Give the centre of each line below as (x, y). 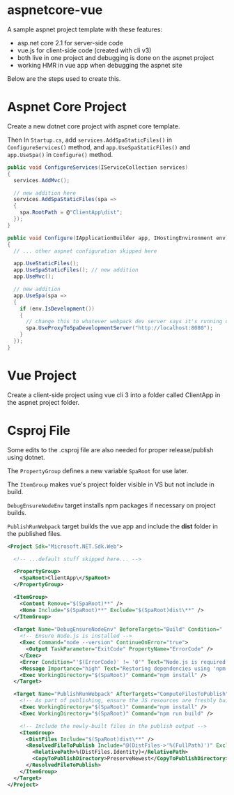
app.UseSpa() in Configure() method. (60, 154)
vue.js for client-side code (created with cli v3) (84, 50)
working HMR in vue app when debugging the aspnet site (100, 65)
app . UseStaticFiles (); (46, 264)
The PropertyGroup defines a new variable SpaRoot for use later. (98, 470)
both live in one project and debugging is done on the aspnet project (116, 57)
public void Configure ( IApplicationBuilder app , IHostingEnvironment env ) (118, 238)
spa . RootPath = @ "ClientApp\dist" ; (71, 213)
